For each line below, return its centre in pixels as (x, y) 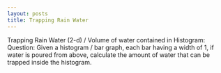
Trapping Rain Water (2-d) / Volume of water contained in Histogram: (106, 40)
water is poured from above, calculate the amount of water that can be (109, 55)
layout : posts (28, 14)
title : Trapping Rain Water (48, 20)
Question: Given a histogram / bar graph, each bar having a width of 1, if (110, 47)
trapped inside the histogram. (49, 62)
